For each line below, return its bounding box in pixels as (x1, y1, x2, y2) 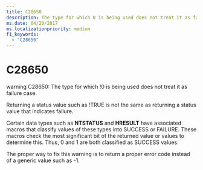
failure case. (6, 89, 37, 97)
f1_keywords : (6, 31, 39, 38)
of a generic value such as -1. (6, 157, 80, 164)
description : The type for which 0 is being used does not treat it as (6, 15, 190, 21)
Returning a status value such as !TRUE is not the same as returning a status (6, 101, 196, 108)
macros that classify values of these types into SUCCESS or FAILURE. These (6, 125, 197, 133)
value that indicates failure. (6, 107, 74, 115)
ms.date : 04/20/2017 (6, 20, 59, 26)
